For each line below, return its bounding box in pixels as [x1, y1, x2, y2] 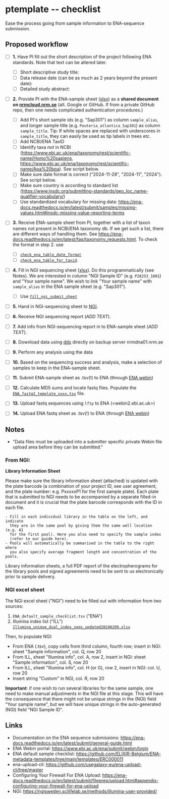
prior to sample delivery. [5, 574, 56, 580]
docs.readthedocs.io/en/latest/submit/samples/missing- [20, 204, 137, 210]
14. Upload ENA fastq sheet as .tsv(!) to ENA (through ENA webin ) [12, 410, 150, 417]
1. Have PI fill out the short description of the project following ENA [12, 53, 152, 60]
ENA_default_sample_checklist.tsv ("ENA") [12, 613, 102, 619]
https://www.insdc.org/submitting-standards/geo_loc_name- [22, 188, 148, 194]
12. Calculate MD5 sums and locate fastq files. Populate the [12, 385, 137, 391]
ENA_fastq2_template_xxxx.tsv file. [12, 390, 85, 396]
